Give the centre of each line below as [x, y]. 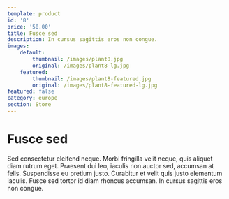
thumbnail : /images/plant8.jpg [78, 59]
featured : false [31, 91]
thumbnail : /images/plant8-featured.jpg [92, 79]
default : [32, 53]
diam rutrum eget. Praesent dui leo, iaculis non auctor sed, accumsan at [111, 165]
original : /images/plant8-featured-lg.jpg [95, 85]
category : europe [32, 98]
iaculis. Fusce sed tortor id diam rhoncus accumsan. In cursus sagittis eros [115, 180]
